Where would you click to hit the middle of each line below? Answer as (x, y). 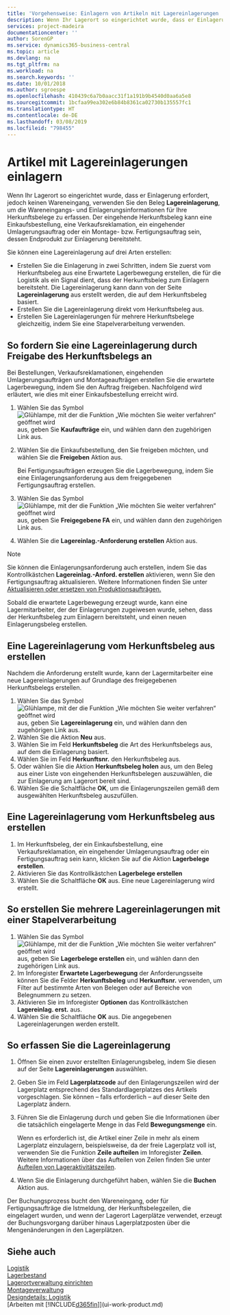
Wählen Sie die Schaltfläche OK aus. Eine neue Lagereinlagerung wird (116, 880)
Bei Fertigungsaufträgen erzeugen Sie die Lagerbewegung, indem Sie (115, 471)
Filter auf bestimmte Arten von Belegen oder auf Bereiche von (104, 988)
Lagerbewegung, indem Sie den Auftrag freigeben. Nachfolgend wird (105, 387)
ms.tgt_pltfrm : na (33, 64)
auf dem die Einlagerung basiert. (63, 751)
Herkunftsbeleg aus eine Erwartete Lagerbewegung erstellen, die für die (119, 273)
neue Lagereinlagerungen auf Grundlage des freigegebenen (92, 680)
